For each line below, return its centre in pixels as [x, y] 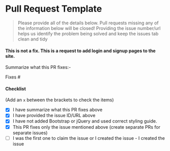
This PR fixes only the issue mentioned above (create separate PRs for [86, 127]
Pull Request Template [54, 9]
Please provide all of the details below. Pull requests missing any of [88, 23]
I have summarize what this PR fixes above [58, 110]
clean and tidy [33, 39]
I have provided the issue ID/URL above [54, 116]
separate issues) [30, 133]
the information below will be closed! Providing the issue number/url [89, 28]
